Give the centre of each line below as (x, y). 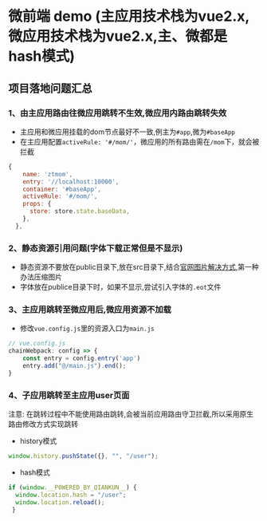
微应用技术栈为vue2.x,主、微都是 (118, 36)
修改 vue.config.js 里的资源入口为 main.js (87, 329)
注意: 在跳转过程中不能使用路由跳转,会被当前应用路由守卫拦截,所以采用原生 (131, 414)
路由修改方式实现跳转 (43, 424)
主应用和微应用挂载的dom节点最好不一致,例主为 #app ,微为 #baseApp (128, 132)
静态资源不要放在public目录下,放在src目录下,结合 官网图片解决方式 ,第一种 (139, 267)
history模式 (38, 441)
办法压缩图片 (41, 277)
